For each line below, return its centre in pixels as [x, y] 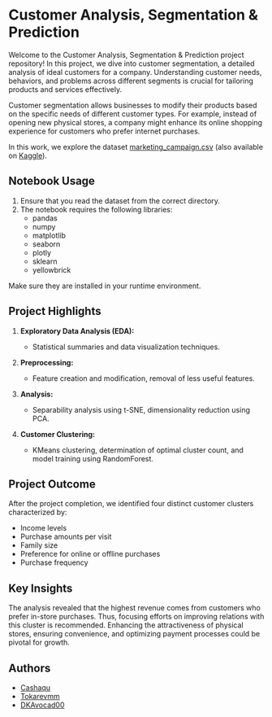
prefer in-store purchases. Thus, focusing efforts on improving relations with [136, 617]
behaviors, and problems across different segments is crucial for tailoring [131, 81]
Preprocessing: [47, 362]
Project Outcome [52, 484]
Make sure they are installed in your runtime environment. [105, 286]
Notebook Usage [52, 181]
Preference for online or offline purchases [90, 554]
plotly [41, 252]
